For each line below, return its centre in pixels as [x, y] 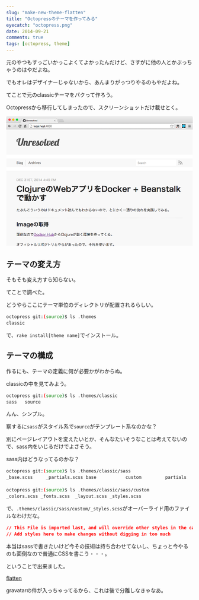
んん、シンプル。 [27, 414]
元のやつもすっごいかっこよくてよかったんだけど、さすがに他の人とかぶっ [97, 62]
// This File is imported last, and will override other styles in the [96, 528]
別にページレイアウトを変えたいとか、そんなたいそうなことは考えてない [94, 439]
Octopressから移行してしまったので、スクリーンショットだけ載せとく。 [94, 107]
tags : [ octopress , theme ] [38, 44]
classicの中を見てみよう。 [38, 383]
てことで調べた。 [27, 292]
